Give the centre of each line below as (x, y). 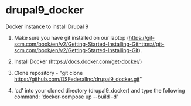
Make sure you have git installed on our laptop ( (71, 37)
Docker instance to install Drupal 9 (47, 26)
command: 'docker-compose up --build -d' (66, 97)
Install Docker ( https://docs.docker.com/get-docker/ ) (78, 61)
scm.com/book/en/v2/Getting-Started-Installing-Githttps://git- (89, 44)
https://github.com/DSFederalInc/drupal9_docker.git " (78, 79)
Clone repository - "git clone (48, 73)
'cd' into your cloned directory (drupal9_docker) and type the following (99, 90)
